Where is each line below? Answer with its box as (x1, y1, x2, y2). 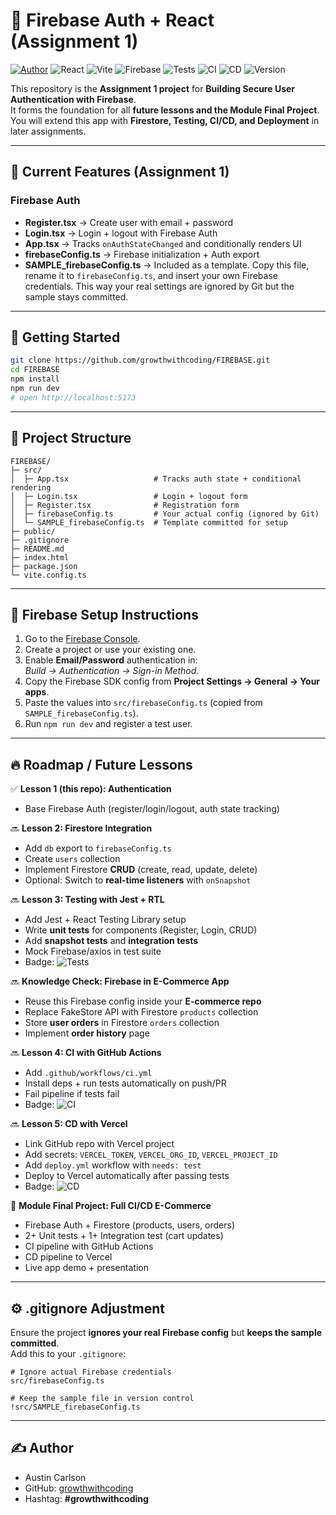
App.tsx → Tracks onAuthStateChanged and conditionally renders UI (24, 237, 302, 249)
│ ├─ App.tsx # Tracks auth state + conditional (10, 474, 302, 484)
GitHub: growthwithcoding (24, 1482, 134, 1494)
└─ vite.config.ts (10, 570, 87, 580)
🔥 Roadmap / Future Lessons (10, 756, 193, 773)
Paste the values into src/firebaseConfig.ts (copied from (24, 697, 263, 709)
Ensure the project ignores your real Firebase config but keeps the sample (10, 1327, 323, 1339)
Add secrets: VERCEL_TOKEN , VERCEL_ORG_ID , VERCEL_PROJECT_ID (24, 1149, 278, 1161)
